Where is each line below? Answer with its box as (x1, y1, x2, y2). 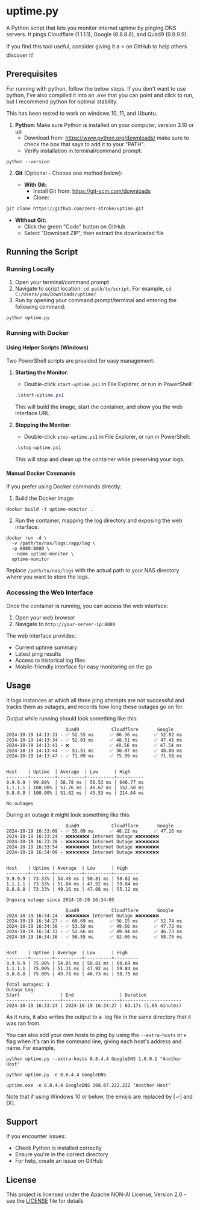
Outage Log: (6, 986, 36, 992)
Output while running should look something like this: (6, 714, 139, 722)
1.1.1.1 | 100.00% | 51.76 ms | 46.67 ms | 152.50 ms (6, 785, 145, 791)
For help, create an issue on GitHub (14, 1157, 104, 1165)
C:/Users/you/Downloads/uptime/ (14, 291, 96, 297)
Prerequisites (6, 69, 58, 79)
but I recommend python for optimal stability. (6, 98, 118, 105)
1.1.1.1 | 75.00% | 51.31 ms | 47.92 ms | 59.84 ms (6, 965, 139, 971)
